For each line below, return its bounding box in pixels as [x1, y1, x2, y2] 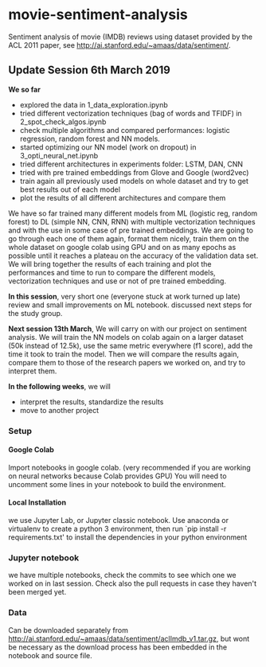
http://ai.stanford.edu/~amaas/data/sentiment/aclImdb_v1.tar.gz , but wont [8, 634, 249, 643]
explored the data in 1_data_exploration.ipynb [19, 99, 169, 109]
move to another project [19, 405, 100, 415]
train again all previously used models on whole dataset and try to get [19, 176, 248, 185]
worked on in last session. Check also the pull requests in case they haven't [8, 579, 257, 588]
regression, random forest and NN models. [19, 134, 161, 143]
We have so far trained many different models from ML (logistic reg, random [8, 209, 258, 218]
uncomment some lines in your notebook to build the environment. [8, 479, 226, 489]
